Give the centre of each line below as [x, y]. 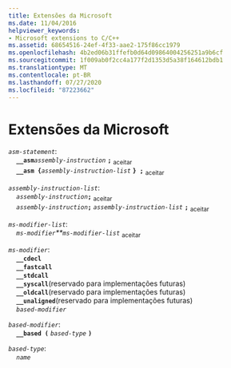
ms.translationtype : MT [48, 68]
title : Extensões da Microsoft [60, 16]
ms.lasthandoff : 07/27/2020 [55, 82]
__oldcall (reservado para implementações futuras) [101, 292]
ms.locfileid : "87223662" [51, 90]
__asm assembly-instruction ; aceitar [74, 162]
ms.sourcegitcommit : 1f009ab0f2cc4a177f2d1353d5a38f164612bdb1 [116, 61]
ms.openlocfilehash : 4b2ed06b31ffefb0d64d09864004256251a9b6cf [116, 53]
